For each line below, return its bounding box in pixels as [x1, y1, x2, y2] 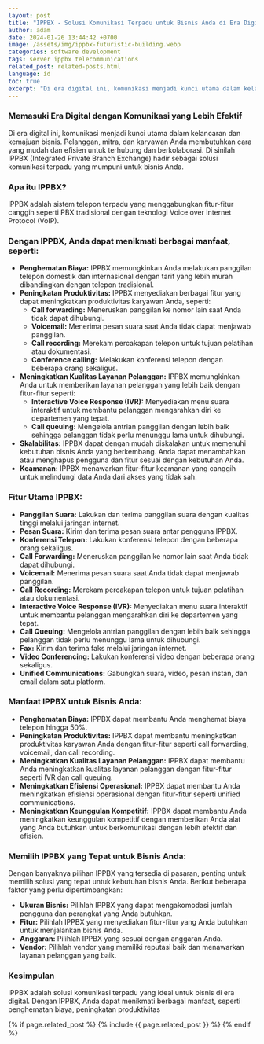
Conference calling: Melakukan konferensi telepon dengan [31, 355, 224, 365]
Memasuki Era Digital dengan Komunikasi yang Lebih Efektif [8, 111, 243, 122]
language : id [8, 70, 51, 78]
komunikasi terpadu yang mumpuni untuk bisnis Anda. [8, 162, 185, 171]
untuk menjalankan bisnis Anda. [19, 925, 123, 936]
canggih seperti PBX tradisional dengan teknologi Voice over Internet [8, 208, 232, 217]
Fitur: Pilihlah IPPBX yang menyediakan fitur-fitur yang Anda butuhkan [19, 917, 248, 927]
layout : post [8, 11, 51, 20]
